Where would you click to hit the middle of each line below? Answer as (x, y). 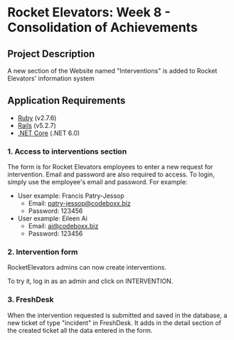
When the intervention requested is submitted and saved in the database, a (117, 315)
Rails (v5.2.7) (37, 125)
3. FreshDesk (31, 299)
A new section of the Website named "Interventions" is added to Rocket (112, 71)
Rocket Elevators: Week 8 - (89, 12)
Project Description (51, 54)
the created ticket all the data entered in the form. (80, 330)
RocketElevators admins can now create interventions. (87, 267)
